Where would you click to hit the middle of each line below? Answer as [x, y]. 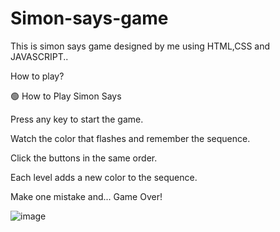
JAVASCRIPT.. [39, 56]
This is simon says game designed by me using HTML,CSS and [140, 46]
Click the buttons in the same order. [84, 158]
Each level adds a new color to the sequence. [104, 177]
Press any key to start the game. [77, 119]
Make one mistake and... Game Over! [86, 196]
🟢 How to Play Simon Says [66, 96]
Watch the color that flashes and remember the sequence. [130, 138]
